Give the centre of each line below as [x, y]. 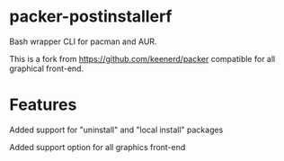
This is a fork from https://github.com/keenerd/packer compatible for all [142, 58]
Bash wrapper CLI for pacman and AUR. [83, 41]
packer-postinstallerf [91, 17]
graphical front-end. [46, 68]
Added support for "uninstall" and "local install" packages [116, 130]
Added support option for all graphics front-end [98, 147]
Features [43, 105]
